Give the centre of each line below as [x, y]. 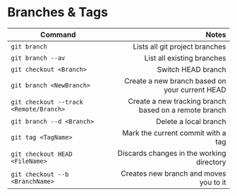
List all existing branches [185, 58]
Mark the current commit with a [174, 133]
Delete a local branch [191, 121]
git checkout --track [47, 102]
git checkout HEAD [42, 154]
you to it [213, 182]
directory [211, 161]
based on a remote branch [182, 110]
